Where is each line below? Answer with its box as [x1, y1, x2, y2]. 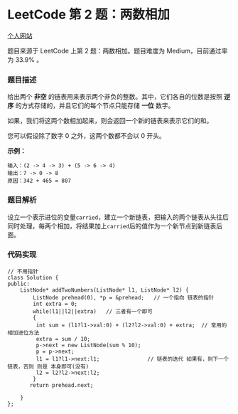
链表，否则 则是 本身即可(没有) [7, 363, 90, 370]
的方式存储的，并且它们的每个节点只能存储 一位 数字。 [15, 101, 175, 110]
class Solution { [7, 274, 59, 281]
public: [7, 280, 31, 287]
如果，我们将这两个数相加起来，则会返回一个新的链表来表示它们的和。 [7, 117, 213, 125]
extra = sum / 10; [36, 335, 91, 342]
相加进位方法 [7, 329, 40, 336]
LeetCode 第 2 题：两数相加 [7, 6, 171, 23]
